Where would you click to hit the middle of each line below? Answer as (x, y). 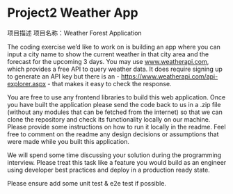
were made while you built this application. (69, 141)
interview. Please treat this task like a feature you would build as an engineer (117, 162)
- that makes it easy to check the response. (110, 83)
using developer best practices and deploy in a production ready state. (109, 170)
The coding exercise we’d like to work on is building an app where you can (114, 47)
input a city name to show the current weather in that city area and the (108, 54)
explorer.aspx (27, 83)
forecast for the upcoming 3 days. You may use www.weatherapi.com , (108, 61)
